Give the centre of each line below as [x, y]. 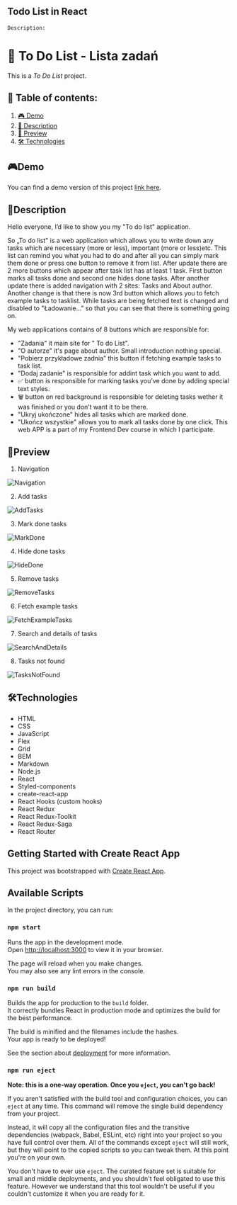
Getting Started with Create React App [94, 854]
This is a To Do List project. [47, 75]
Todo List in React [47, 12]
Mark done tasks [42, 524]
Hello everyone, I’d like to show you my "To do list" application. [99, 227]
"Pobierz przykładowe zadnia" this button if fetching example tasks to [119, 358]
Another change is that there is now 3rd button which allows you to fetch [113, 293]
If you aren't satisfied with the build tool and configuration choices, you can [117, 1099]
